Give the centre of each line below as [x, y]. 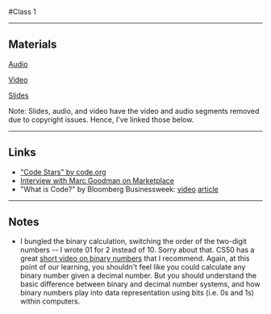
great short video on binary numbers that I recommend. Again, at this [135, 258]
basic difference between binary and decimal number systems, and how [140, 284]
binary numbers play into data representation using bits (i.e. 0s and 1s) [137, 293]
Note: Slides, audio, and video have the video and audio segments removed [134, 111]
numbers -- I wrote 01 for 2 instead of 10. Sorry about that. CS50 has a [137, 250]
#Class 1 [22, 12]
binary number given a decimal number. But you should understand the [138, 276]
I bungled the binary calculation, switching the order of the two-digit [133, 241]
